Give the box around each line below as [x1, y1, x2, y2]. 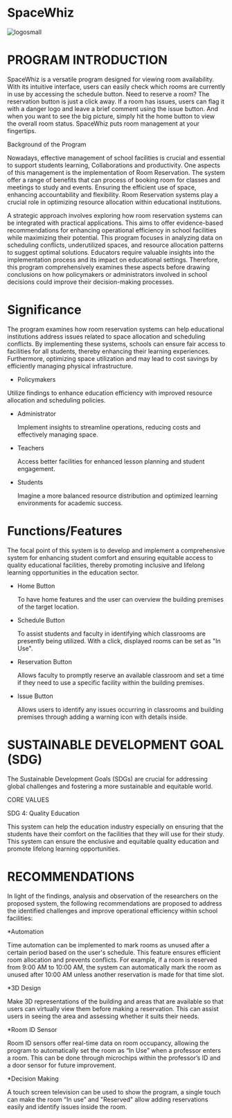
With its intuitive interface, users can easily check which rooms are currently [7, 82, 226, 91]
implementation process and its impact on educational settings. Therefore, [7, 255, 220, 264]
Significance [7, 302, 82, 318]
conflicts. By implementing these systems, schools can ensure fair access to [7, 339, 226, 348]
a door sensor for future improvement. [7, 1060, 116, 1069]
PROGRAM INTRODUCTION [7, 52, 168, 68]
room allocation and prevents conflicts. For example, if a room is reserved [7, 956, 217, 964]
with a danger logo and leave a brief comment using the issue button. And [7, 104, 219, 112]
